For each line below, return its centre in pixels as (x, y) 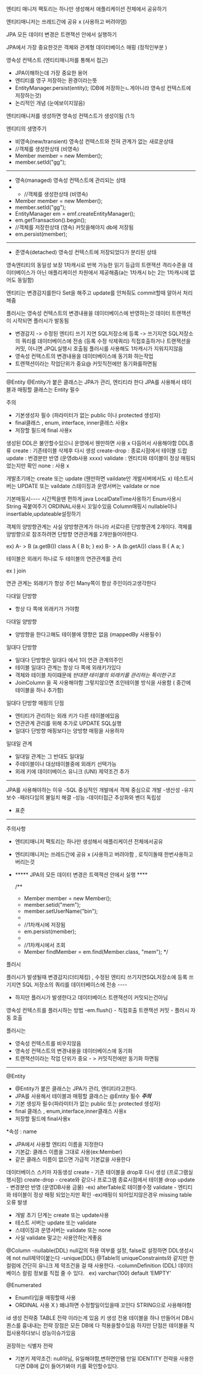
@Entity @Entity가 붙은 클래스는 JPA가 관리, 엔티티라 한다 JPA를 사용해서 (93, 382)
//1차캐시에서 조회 (45, 945)
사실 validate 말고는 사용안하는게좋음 (58, 1238)
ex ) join (16, 571)
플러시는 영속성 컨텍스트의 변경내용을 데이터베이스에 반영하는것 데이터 (88, 313)
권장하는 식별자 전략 (29, 1346)
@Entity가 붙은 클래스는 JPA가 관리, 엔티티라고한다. (76, 1088)
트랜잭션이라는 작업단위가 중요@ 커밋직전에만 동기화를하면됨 (86, 364)
